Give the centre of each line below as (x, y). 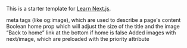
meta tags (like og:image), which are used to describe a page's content (93, 20)
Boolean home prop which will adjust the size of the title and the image (93, 26)
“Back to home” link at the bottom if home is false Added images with (91, 33)
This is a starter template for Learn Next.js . (59, 9)
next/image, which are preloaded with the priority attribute (78, 39)
